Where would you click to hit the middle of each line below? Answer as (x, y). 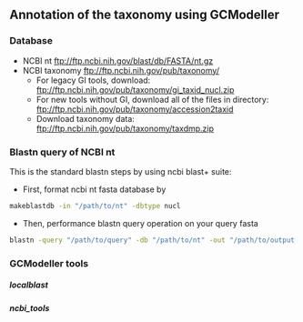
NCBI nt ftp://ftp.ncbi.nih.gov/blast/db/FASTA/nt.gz (118, 60)
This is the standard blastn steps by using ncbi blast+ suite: (121, 171)
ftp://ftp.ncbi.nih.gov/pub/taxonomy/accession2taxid (135, 109)
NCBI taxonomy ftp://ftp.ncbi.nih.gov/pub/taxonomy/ (121, 70)
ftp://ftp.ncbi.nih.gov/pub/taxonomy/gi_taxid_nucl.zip (135, 89)
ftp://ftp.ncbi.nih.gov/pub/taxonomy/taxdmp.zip (125, 128)
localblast (29, 285)
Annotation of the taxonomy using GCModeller (145, 15)
